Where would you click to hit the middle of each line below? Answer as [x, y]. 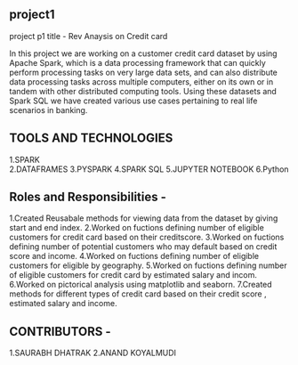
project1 [32, 15]
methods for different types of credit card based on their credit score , [138, 294]
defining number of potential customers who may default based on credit [143, 247]
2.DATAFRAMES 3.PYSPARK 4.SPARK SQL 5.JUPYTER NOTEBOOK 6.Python [149, 169]
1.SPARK [24, 159]
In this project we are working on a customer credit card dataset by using [143, 53]
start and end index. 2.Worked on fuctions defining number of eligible [137, 228]
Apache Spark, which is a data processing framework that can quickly [138, 62]
